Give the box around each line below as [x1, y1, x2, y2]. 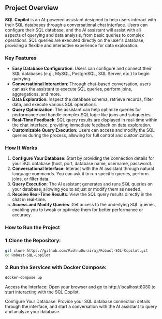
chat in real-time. [12, 197, 46, 202]
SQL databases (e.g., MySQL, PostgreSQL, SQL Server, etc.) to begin [12, 71, 150, 76]
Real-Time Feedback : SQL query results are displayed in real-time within [12, 117, 158, 123]
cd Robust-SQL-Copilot [5, 253, 51, 258]
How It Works [5, 145, 38, 152]
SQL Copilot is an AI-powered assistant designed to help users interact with [5, 16, 156, 22]
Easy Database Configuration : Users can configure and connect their [12, 65, 152, 72]
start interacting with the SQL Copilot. [5, 289, 80, 295]
